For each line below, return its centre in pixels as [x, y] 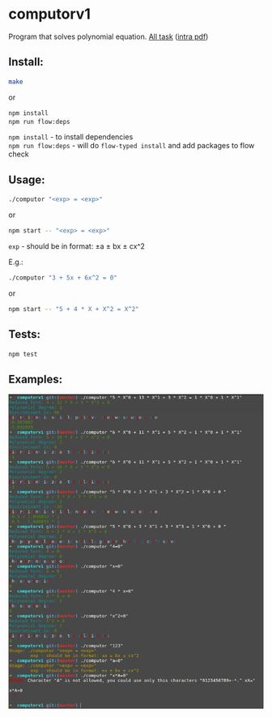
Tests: [24, 334]
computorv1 [50, 14]
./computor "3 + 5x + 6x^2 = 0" [63, 277]
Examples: [36, 379]
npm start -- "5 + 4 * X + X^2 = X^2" [74, 309]
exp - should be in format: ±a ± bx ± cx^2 [77, 246]
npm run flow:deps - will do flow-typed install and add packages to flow [132, 146]
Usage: [27, 179]
